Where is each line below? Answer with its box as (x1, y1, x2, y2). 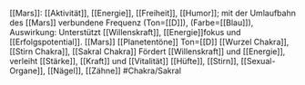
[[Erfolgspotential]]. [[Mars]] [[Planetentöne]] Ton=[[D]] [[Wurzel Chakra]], (9, 36, 290, 47)
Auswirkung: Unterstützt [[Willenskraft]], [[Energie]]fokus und (9, 27, 241, 37)
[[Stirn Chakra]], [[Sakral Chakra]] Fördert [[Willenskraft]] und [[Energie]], (9, 46, 286, 57)
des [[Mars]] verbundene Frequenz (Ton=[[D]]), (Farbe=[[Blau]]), (9, 17, 254, 28)
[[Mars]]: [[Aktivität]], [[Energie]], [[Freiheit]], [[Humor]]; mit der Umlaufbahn (9, 8, 296, 18)
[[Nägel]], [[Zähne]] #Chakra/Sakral (46, 65, 182, 76)
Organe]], (9, 65, 46, 76)
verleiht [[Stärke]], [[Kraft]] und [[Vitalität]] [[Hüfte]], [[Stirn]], (9, 56, 239, 66)
